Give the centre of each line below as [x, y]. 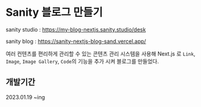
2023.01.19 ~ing [26, 97]
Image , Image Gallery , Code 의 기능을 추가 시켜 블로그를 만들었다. [82, 61]
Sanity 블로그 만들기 [54, 12]
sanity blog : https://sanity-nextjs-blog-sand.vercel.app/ [76, 41]
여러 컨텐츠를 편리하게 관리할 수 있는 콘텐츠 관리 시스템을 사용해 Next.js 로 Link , [101, 53]
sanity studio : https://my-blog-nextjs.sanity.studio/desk [76, 29]
